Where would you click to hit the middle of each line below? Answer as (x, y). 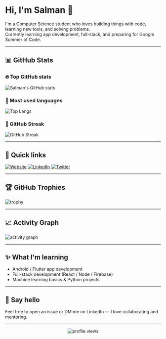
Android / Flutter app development (47, 269)
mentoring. (16, 317)
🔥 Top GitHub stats (28, 77)
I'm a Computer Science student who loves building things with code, (76, 24)
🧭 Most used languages (34, 100)
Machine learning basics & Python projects (56, 280)
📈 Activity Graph (32, 223)
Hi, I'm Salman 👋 (39, 10)
